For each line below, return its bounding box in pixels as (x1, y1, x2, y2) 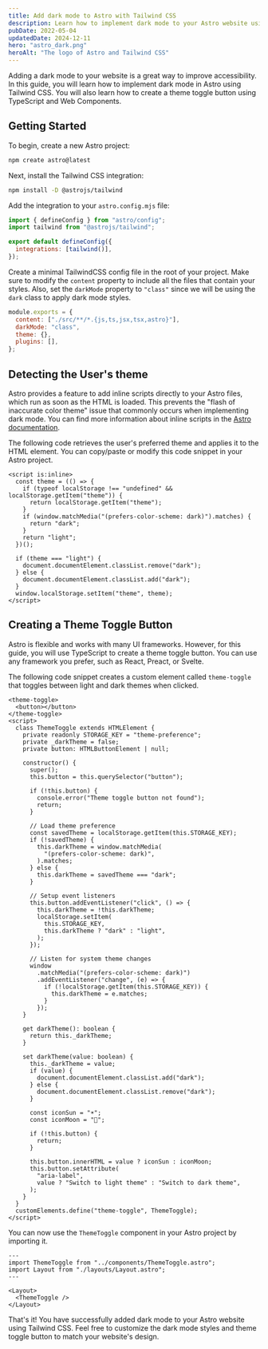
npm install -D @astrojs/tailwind (8, 186, 124, 194)
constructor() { (22, 759, 77, 767)
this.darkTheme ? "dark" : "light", (43, 927, 166, 935)
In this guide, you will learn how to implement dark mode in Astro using (8, 79, 242, 89)
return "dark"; (29, 520, 81, 528)
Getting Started (8, 119, 87, 133)
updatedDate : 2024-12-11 (8, 34, 91, 42)
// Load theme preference (29, 821, 116, 830)
